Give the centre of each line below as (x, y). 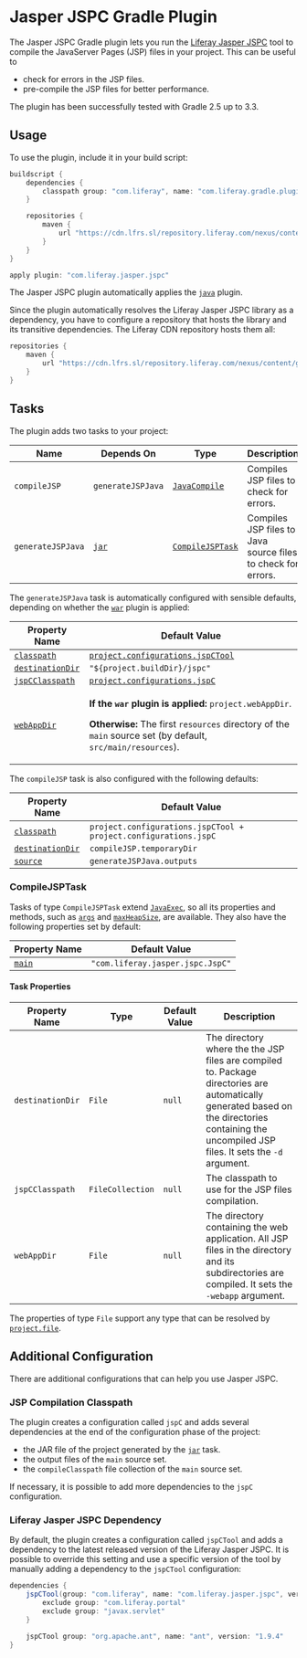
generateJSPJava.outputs (144, 861)
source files (272, 552)
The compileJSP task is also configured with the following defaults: (134, 778)
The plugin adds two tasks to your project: (89, 430)
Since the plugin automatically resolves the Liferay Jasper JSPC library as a (152, 310)
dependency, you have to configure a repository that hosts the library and (148, 320)
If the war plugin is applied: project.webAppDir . (191, 703)
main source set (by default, (148, 735)
